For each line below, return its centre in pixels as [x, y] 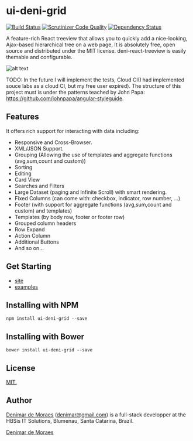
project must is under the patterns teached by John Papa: [75, 92]
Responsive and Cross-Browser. [53, 142]
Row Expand [30, 229]
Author [19, 400]
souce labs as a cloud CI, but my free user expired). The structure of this [94, 86]
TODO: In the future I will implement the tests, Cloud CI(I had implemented [95, 80]
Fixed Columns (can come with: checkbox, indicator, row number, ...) [97, 198]
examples [26, 287]
